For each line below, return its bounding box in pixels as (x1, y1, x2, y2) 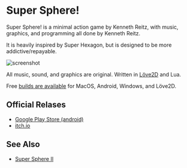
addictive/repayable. (6, 47, 57, 54)
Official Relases (6, 100, 66, 110)
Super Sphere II (14, 155, 54, 162)
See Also (6, 139, 40, 149)
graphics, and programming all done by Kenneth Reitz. (6, 29, 141, 36)
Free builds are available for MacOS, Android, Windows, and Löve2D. (6, 82, 177, 90)
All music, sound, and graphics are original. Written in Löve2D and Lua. (6, 71, 182, 78)
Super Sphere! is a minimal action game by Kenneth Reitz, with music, (6, 23, 179, 30)
